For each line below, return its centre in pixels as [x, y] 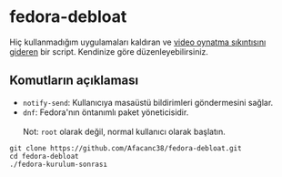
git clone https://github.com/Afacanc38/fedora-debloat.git [126, 148]
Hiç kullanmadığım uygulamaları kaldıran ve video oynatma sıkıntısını [138, 42]
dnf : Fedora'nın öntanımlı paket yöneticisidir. [106, 112]
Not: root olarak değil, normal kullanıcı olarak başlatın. [124, 131]
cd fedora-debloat [44, 156]
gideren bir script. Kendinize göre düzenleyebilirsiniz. [109, 51]
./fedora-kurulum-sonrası [58, 164]
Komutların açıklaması [74, 81]
